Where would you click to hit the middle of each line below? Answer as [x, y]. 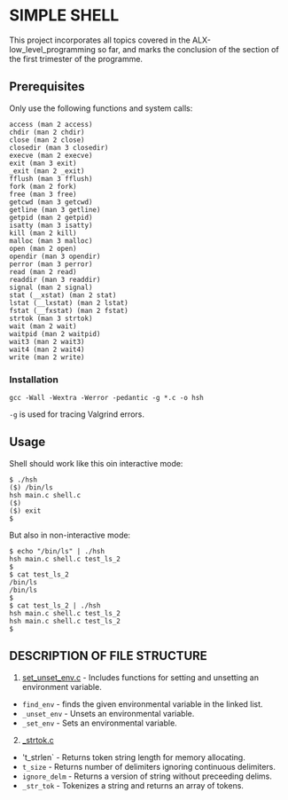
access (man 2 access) [51, 124]
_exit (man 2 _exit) [47, 171]
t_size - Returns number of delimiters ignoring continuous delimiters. [149, 766]
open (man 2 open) [43, 248]
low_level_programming [52, 49]
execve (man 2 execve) [51, 155]
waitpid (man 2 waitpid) [55, 333]
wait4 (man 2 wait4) [47, 349]
